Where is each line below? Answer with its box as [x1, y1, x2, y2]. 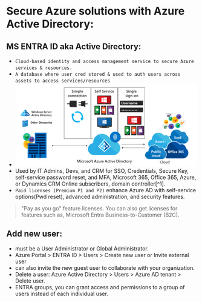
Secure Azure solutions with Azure [6, 4, 185, 18]
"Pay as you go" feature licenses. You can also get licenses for [21, 204, 178, 212]
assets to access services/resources [15, 78, 111, 84]
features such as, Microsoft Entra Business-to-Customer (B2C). [21, 211, 180, 218]
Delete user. [15, 277, 45, 284]
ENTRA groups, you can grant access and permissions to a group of [15, 283, 185, 290]
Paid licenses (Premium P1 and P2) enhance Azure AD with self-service [15, 186, 197, 193]
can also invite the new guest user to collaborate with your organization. [15, 264, 195, 271]
